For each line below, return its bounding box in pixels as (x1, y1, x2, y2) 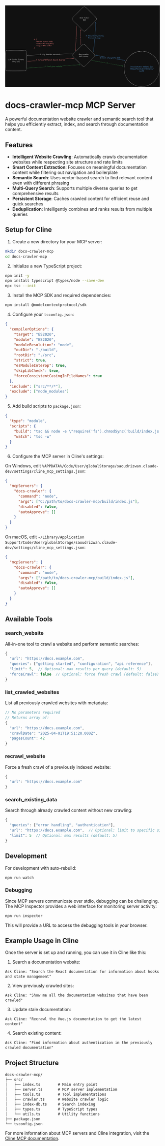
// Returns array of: (5, 715, 50, 720)
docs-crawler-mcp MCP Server (5, 99, 136, 111)
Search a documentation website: (12, 959, 81, 965)
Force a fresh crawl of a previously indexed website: (5, 764, 111, 770)
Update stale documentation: (12, 1007, 71, 1013)
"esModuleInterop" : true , (14, 363, 67, 368)
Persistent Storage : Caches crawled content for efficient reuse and (12, 196, 149, 202)
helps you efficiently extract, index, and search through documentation (5, 121, 149, 127)
